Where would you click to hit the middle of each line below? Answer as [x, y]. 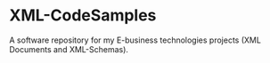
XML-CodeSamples [83, 16]
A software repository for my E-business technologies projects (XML [135, 40]
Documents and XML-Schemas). [69, 49]
